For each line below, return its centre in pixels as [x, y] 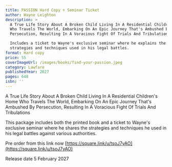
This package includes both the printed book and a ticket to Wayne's [78, 122]
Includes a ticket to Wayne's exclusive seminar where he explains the [88, 43]
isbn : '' [15, 82]
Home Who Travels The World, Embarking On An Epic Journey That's [79, 101]
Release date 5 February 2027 [37, 159]
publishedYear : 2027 [27, 72]
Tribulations [18, 112]
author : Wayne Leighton [31, 15]
